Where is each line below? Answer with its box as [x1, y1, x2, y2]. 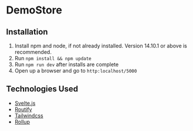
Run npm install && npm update [14, 55, 92, 61]
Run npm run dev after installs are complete [14, 61, 119, 68]
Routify [14, 106, 32, 113]
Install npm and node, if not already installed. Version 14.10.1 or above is [14, 42, 188, 49]
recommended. [14, 49, 52, 56]
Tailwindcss [14, 112, 43, 119]
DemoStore [6, 4, 63, 17]
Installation [6, 27, 48, 37]
